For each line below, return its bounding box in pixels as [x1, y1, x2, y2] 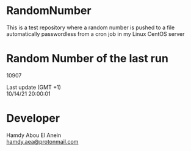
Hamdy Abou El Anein [6, 132, 62, 139]
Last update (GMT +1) [6, 83, 61, 91]
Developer [6, 111, 60, 125]
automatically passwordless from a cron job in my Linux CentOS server [6, 30, 185, 37]
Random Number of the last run [6, 52, 169, 66]
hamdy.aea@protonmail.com [6, 138, 79, 145]
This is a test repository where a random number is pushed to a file [6, 24, 175, 31]
